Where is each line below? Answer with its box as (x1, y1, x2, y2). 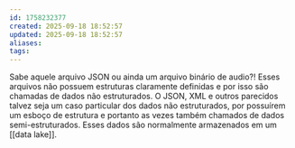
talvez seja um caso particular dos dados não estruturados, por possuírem (9, 100, 286, 111)
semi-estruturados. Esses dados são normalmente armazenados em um (9, 119, 278, 131)
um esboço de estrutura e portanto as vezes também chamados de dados (9, 110, 285, 121)
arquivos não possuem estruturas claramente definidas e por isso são (9, 81, 269, 92)
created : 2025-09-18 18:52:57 (9, 22, 124, 31)
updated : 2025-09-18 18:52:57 (9, 30, 124, 39)
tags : (9, 47, 30, 56)
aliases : (9, 38, 42, 48)
